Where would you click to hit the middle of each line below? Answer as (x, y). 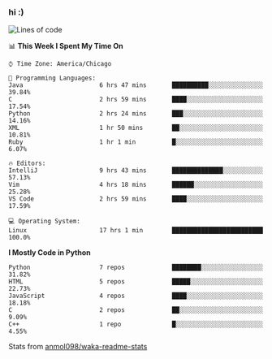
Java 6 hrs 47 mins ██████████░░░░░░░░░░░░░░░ (136, 85)
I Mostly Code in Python (50, 253)
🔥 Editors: (27, 164)
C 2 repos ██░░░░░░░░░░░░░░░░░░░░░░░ (136, 310)
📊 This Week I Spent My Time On (66, 46)
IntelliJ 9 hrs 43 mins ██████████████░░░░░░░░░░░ (136, 171)
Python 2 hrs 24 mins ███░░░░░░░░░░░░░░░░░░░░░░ (136, 114)
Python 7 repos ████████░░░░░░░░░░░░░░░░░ (136, 268)
